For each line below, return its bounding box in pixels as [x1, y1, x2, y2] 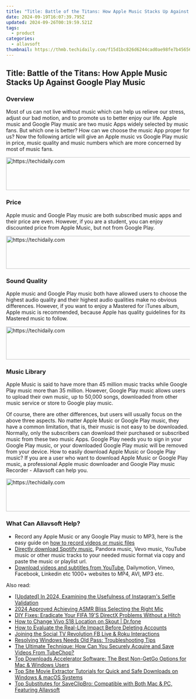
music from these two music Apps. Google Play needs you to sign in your [6, 436, 182, 443]
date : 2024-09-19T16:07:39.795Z [6, 14, 85, 20]
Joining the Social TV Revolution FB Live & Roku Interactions [14, 630, 160, 637]
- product [11, 30, 35, 36]
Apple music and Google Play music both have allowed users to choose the [6, 290, 187, 297]
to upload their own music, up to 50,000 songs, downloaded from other [6, 393, 178, 400]
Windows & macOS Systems [14, 674, 83, 681]
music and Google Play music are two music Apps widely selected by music [6, 121, 188, 128]
